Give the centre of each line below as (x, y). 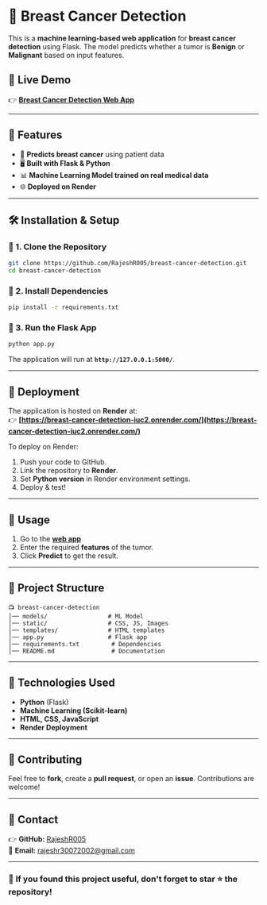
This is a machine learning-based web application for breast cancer (122, 38)
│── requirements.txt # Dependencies (85, 644)
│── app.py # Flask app (78, 637)
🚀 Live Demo (40, 80)
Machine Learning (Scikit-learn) (74, 711)
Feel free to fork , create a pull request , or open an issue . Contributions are (131, 779)
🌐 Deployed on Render (58, 187)
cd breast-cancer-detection (55, 271)
